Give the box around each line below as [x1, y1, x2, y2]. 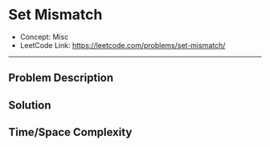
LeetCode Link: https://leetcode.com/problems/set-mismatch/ [19, 40, 226, 50]
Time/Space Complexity [8, 125, 133, 139]
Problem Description [8, 71, 114, 85]
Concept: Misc [19, 32, 69, 42]
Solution [8, 98, 51, 112]
